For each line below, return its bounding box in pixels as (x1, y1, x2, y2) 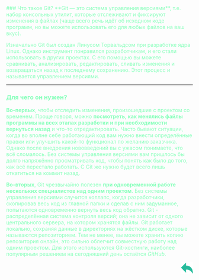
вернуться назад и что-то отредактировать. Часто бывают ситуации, (6, 126, 184, 133)
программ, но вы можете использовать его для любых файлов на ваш (6, 24, 185, 30)
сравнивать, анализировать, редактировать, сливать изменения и (6, 61, 175, 67)
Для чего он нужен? (6, 93, 68, 101)
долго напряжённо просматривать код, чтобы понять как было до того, (6, 157, 188, 164)
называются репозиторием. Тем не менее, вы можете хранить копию (6, 231, 184, 238)
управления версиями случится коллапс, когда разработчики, (6, 194, 165, 201)
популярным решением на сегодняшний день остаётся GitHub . (6, 250, 166, 257)
